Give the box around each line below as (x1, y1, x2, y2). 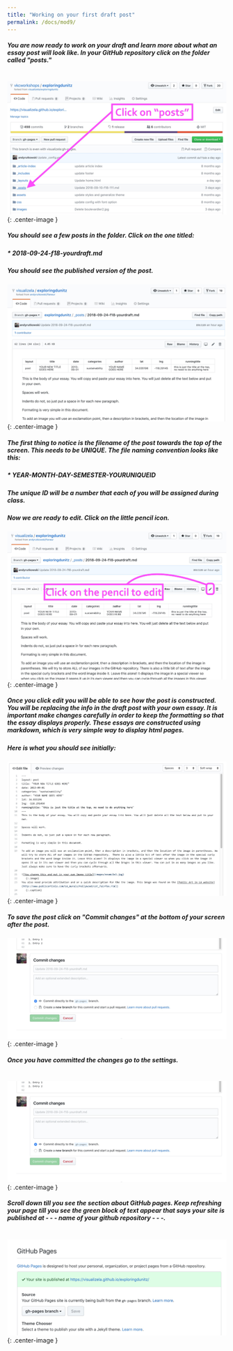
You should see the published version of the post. (7, 266, 154, 275)
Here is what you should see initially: (7, 744, 116, 752)
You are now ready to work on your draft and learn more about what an (7, 41, 218, 50)
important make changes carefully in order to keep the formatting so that (7, 711, 224, 720)
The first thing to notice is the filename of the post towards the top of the (7, 438, 223, 446)
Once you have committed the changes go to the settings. (7, 1056, 179, 1064)
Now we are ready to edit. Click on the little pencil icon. (7, 513, 170, 522)
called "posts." (7, 56, 52, 64)
